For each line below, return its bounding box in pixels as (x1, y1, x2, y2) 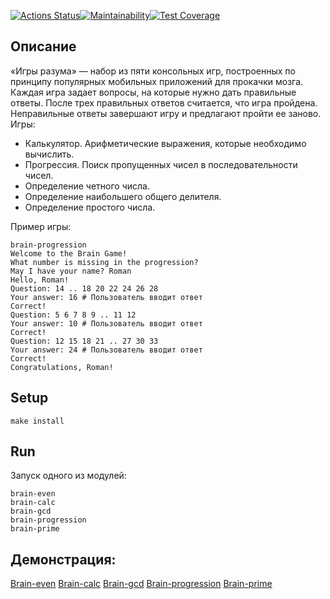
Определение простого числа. (24, 201, 156, 213)
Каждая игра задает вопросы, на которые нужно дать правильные (10, 86, 297, 98)
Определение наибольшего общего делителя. (24, 190, 222, 202)
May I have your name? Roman (10, 266, 132, 276)
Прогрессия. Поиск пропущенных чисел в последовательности (24, 158, 298, 170)
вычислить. (24, 148, 75, 160)
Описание (10, 38, 77, 55)
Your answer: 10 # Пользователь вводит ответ (10, 318, 203, 329)
